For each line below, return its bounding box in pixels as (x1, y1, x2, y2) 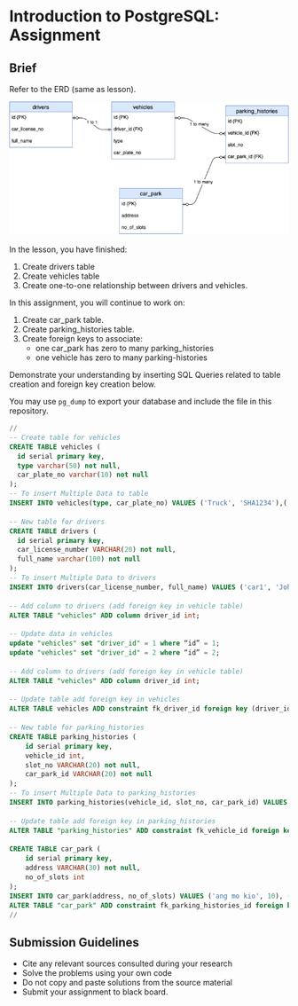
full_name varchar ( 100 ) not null (17, 554, 141, 564)
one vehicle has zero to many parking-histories (35, 352, 208, 363)
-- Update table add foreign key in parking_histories (9, 816, 216, 826)
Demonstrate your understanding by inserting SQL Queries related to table (9, 370, 281, 380)
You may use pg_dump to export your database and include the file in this (9, 397, 272, 406)
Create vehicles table (21, 271, 100, 281)
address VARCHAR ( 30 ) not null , (25, 863, 141, 873)
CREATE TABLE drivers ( (9, 526, 98, 536)
